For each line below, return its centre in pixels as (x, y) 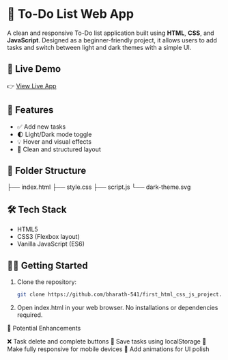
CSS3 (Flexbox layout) (48, 237)
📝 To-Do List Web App (71, 14)
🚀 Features (30, 110)
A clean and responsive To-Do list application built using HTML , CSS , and (111, 33)
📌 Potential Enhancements (44, 328)
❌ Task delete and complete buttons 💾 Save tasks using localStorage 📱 (107, 341)
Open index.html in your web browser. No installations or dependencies (117, 307)
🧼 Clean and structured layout (59, 149)
